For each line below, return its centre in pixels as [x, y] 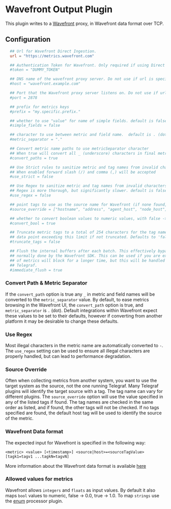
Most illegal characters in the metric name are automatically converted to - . [84, 345]
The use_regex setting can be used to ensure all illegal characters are [78, 351]
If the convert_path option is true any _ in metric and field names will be [80, 294]
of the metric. [20, 418]
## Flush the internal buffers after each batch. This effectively [83, 251]
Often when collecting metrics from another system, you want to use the [81, 381]
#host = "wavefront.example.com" [45, 84]
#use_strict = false [32, 177]
